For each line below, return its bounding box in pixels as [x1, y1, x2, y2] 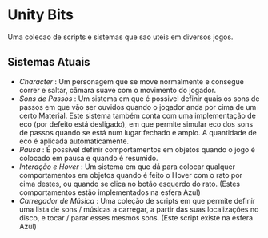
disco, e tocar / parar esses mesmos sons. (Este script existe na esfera [18, 212, 254, 222]
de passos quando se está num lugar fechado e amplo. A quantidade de [18, 127, 257, 137]
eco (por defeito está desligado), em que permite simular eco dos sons [18, 119, 254, 129]
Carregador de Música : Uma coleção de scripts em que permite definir [18, 196, 256, 205]
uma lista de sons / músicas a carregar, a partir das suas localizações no [18, 204, 259, 214]
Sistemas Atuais [7, 55, 90, 69]
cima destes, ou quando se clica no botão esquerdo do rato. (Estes [18, 179, 241, 188]
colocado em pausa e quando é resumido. [18, 153, 158, 163]
